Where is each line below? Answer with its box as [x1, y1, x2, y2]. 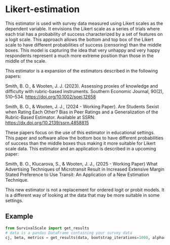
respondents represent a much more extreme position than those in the [5, 52, 154, 59]
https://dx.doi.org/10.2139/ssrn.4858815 [5, 119, 89, 126]
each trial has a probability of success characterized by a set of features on [5, 31, 163, 37]
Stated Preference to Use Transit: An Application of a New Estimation [5, 171, 149, 178]
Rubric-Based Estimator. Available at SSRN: [5, 114, 96, 120]
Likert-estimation [5, 4, 80, 15]
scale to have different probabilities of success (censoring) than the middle [5, 42, 162, 48]
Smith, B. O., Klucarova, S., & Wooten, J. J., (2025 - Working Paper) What [5, 160, 158, 167]
